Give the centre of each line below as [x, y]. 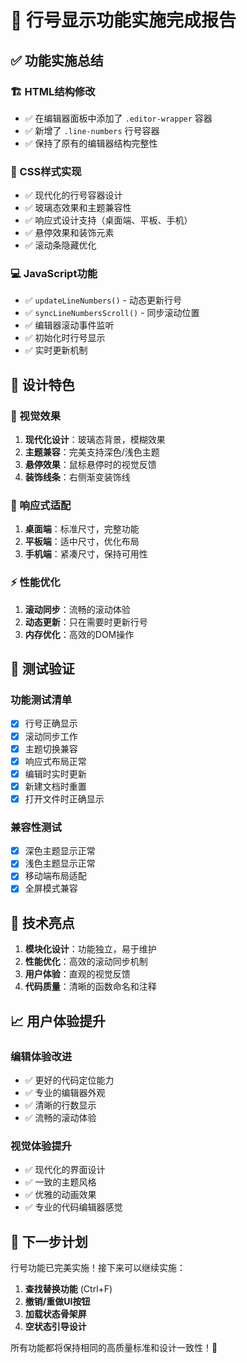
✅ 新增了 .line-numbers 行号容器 [92, 130]
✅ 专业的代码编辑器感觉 [73, 1207]
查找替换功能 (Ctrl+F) [68, 1289]
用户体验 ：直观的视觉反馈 [77, 974]
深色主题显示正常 [60, 851]
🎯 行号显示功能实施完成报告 [123, 20]
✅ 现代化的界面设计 [65, 1170]
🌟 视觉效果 [36, 416]
